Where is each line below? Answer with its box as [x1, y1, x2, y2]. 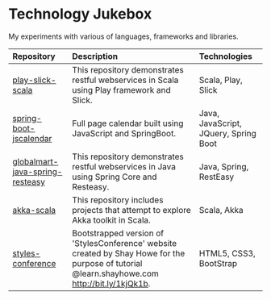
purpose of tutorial [72, 257, 143, 269]
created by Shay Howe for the [72, 248, 186, 259]
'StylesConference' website [72, 237, 177, 248]
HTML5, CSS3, [198, 248, 256, 259]
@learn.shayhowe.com [72, 268, 159, 279]
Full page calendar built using [72, 118, 184, 129]
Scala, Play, [198, 74, 244, 85]
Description [72, 50, 119, 61]
